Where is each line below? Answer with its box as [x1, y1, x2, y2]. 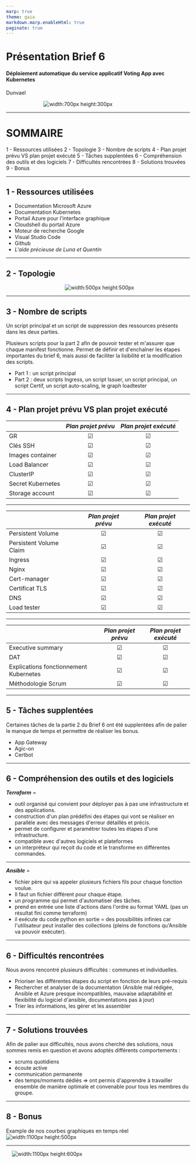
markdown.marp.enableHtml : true [6, 19, 85, 25]
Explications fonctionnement [9, 663, 87, 671]
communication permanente [14, 1070, 83, 1078]
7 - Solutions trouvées [6, 1025, 89, 1035]
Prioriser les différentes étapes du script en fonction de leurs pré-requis [14, 978, 188, 985]
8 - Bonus [6, 1111, 43, 1122]
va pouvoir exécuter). [14, 928, 66, 935]
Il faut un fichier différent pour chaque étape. [14, 891, 123, 898]
